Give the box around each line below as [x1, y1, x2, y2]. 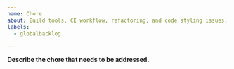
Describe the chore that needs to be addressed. [7, 56, 150, 64]
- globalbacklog [13, 30, 61, 37]
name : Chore [7, 10, 42, 18]
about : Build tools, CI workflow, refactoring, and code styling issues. [7, 17, 228, 24]
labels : [7, 23, 30, 30]
